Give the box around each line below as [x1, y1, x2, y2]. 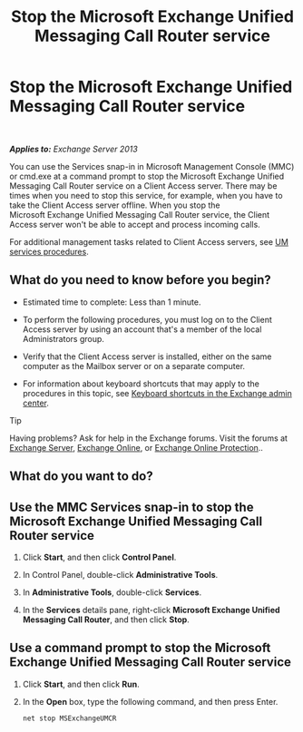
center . [22, 397, 50, 408]
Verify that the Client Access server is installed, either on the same [22, 351, 272, 362]
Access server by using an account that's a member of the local [22, 324, 262, 335]
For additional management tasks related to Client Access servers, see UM [9, 236, 288, 247]
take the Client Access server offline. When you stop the [9, 200, 220, 210]
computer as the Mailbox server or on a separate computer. [22, 360, 246, 371]
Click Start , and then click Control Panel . [22, 551, 177, 562]
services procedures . [9, 246, 89, 257]
